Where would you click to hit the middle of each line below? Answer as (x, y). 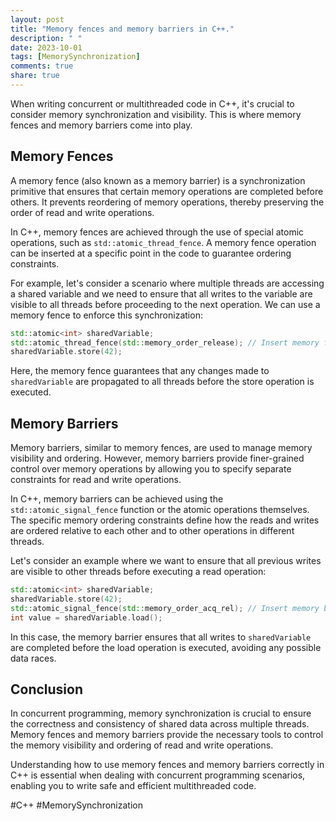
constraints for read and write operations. (96, 480)
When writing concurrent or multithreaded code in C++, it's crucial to (152, 103)
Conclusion (47, 689)
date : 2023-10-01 (46, 47)
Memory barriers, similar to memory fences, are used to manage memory (161, 448)
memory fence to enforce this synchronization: (106, 315)
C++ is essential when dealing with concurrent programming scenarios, (158, 775)
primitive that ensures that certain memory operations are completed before (167, 191)
